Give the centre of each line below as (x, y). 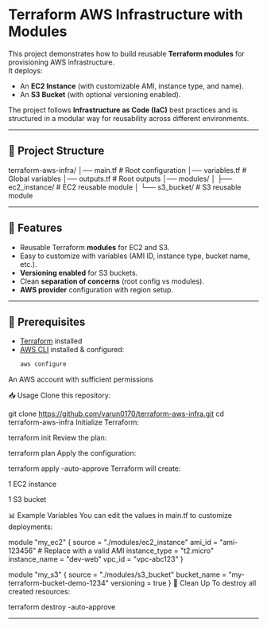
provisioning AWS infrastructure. (62, 62)
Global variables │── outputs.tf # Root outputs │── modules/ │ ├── (120, 178)
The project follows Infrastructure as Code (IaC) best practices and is (123, 110)
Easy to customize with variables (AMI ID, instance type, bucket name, (135, 256)
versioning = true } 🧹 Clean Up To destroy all (183, 583)
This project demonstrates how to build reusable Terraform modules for (126, 53)
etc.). (28, 264)
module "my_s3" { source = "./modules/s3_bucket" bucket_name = (118, 574)
